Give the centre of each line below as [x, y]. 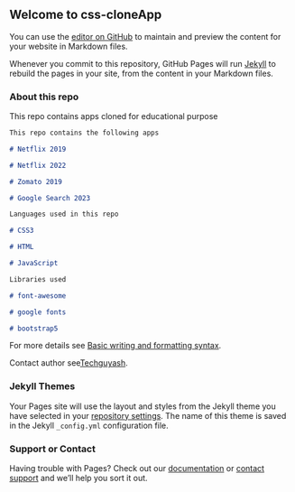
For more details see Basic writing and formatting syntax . [115, 346]
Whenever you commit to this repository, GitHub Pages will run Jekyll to [143, 63]
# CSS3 [22, 231]
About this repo [44, 97]
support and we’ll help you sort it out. [78, 478]
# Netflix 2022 [38, 165]
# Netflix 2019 [38, 149]
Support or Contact [53, 449]
